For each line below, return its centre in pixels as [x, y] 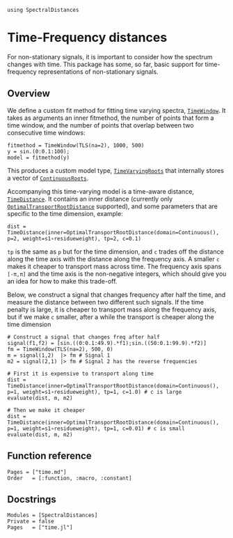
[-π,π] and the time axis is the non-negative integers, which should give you [117, 274]
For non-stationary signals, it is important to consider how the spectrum [110, 56]
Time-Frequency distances [87, 38]
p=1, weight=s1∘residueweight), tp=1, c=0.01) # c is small [96, 429]
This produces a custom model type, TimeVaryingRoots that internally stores [116, 170]
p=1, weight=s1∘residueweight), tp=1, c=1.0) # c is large [95, 392]
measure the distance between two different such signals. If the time [105, 302]
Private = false [31, 522]
